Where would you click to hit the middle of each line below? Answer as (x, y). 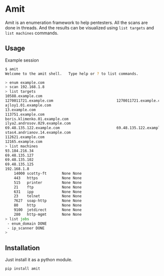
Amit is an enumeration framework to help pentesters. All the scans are (76, 23)
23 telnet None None (48, 196)
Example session (22, 60)
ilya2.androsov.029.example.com (38, 123)
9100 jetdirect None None (48, 210)
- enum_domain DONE (27, 224)
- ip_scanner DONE (26, 228)
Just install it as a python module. (39, 260)
